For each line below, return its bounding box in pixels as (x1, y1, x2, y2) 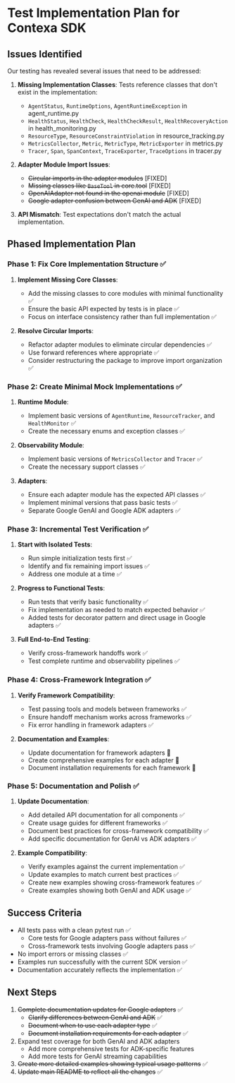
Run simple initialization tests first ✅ (27, 554, 132, 563)
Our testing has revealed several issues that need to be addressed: (7, 67, 202, 75)
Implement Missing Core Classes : (17, 275, 118, 284)
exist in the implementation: (17, 88, 98, 96)
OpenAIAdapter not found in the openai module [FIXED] (27, 189, 190, 197)
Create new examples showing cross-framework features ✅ (27, 878, 202, 887)
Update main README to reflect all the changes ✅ (17, 1067, 163, 1076)
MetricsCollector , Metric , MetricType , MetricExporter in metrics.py (27, 139, 223, 148)
